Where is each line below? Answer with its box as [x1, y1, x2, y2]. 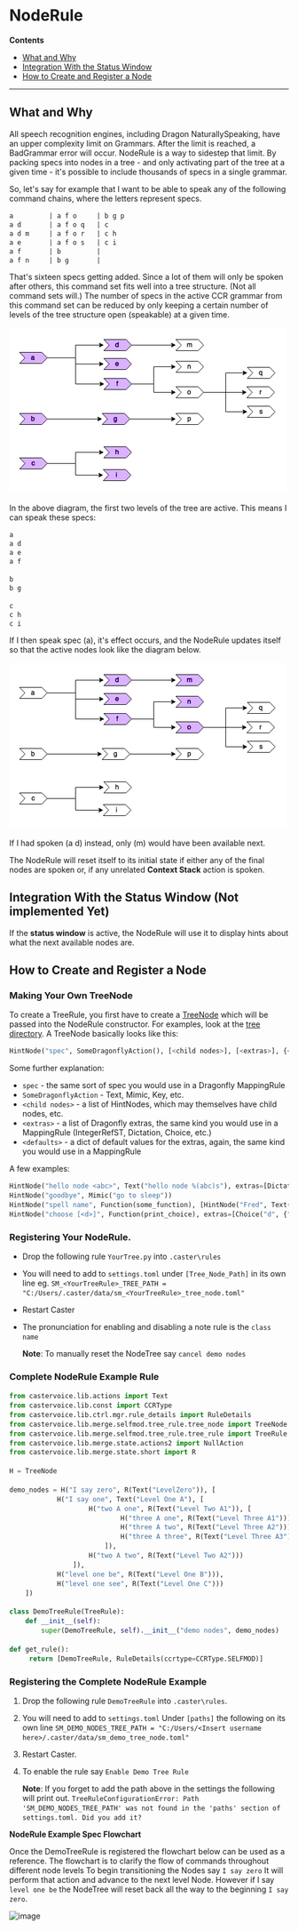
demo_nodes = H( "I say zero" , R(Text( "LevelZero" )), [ [9, 1486, 216, 1494]
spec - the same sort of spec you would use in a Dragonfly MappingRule [21, 1080, 286, 1091]
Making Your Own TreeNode [9, 989, 133, 1001]
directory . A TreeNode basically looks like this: [9, 1029, 179, 1039]
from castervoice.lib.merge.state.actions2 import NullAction [9, 1438, 244, 1447]
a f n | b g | [9, 255, 101, 265]
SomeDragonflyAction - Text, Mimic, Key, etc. [21, 1090, 184, 1101]
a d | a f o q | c [9, 220, 109, 229]
